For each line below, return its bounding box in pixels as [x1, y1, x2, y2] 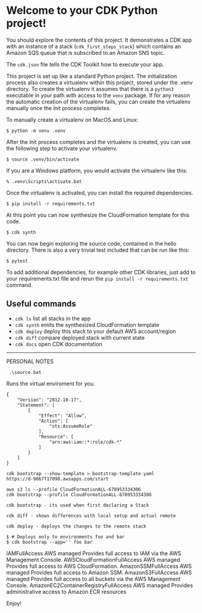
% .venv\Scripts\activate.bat [6, 178, 82, 184]
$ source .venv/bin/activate [6, 156, 79, 163]
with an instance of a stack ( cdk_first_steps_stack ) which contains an [6, 43, 182, 50]
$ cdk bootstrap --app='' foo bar [6, 539, 93, 545]
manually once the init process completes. [6, 104, 111, 111]
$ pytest [6, 258, 28, 264]
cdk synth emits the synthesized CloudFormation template [14, 321, 159, 328]
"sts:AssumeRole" [49, 423, 93, 429]
